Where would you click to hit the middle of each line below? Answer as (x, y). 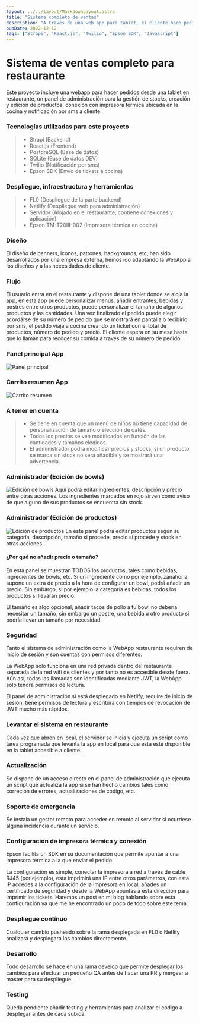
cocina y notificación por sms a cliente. (54, 111)
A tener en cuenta (33, 410)
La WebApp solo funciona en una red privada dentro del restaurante (89, 666)
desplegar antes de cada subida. (46, 1014)
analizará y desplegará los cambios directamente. (67, 938)
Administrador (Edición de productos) (62, 518)
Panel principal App (35, 354)
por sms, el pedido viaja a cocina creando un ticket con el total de (86, 326)
